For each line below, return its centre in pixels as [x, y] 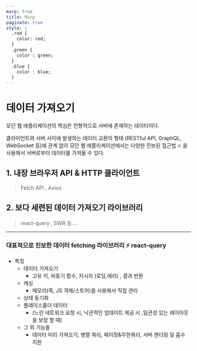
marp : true [19, 11]
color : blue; [34, 72]
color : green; [35, 55]
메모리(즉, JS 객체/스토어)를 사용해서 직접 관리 [85, 290]
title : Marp [21, 17]
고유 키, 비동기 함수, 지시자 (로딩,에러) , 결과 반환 [88, 276]
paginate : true [25, 22]
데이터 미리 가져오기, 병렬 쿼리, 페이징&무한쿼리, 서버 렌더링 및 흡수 [109, 335]
